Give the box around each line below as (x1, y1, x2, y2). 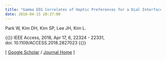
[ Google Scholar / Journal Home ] (5, 49, 75, 55)
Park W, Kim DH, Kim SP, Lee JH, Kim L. (5, 25, 86, 31)
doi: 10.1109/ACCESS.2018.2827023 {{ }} (5, 40, 86, 45)
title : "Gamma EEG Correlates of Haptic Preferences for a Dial (5, 7, 140, 12)
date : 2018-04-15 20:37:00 (5, 12, 61, 17)
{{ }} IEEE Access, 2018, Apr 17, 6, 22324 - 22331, (5, 35, 105, 40)
